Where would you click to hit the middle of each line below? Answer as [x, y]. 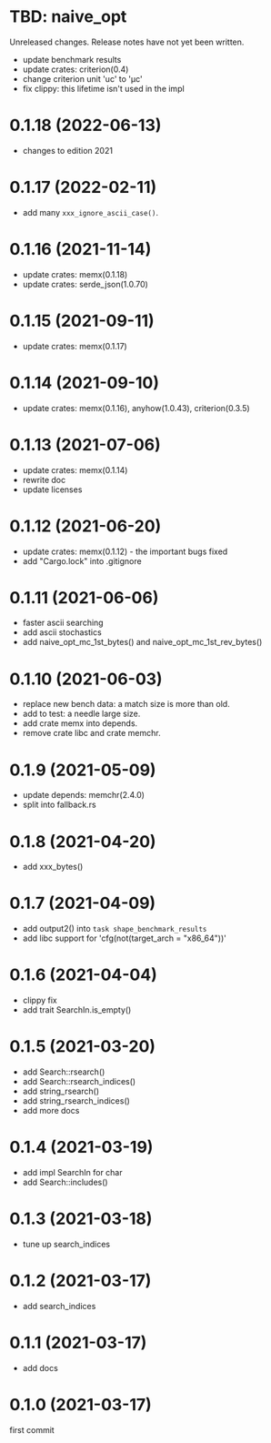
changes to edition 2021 [68, 150]
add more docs [51, 1111]
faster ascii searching [63, 623]
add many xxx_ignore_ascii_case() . [90, 212]
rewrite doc [44, 479]
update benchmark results [72, 59]
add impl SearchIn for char [72, 1172]
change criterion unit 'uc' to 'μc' [82, 78]
